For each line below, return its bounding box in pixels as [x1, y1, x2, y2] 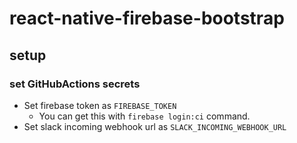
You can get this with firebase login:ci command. [38, 110, 251, 122]
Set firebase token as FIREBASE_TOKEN [23, 99, 177, 111]
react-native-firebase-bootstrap [9, 7, 285, 30]
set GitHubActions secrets [9, 77, 141, 91]
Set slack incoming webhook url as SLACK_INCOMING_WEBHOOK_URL [23, 120, 287, 132]
